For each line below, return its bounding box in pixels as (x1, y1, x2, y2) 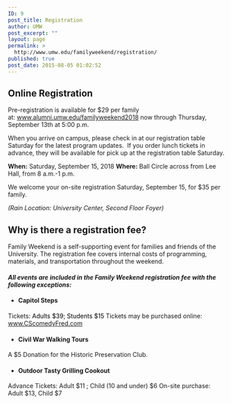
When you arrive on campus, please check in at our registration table (8, 134, 205, 142)
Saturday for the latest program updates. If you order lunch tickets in (8, 142, 205, 150)
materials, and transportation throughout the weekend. (8, 258, 164, 266)
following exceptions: (8, 280, 72, 289)
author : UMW (8, 23, 42, 30)
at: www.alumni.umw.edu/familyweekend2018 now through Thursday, (8, 113, 207, 121)
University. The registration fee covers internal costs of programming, (8, 250, 207, 258)
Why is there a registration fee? (8, 224, 146, 236)
